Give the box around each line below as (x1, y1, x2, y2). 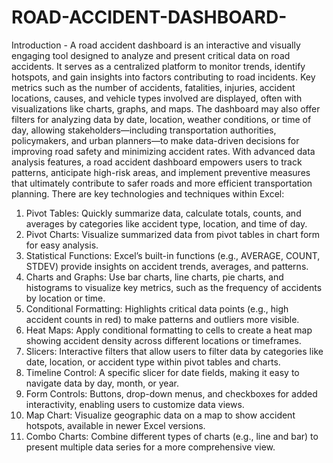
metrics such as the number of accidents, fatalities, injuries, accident (11, 81, 296, 93)
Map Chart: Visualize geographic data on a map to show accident (25, 409, 296, 421)
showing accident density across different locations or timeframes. (25, 334, 302, 346)
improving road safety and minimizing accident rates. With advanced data (11, 145, 316, 157)
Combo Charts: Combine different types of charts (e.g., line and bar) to (25, 430, 319, 442)
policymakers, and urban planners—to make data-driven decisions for (11, 134, 300, 146)
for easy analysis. (25, 239, 99, 251)
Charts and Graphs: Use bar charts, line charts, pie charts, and (25, 271, 284, 283)
